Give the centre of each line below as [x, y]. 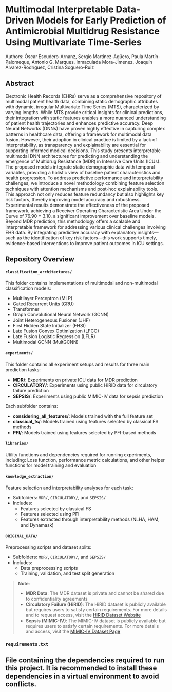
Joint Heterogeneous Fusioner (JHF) [51, 320]
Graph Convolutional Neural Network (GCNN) [61, 315]
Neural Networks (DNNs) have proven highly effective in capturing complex [85, 128]
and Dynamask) [37, 525]
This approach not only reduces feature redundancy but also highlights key [85, 194]
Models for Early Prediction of [101, 20]
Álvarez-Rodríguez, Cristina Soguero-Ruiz [50, 67]
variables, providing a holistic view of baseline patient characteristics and [83, 172]
